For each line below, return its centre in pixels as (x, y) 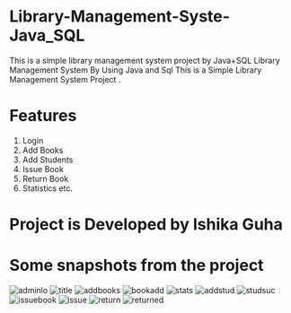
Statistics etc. (48, 188)
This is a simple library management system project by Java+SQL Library (145, 60)
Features (43, 116)
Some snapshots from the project (137, 265)
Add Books (43, 150)
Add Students (48, 160)
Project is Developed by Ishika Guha (146, 225)
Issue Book (43, 169)
